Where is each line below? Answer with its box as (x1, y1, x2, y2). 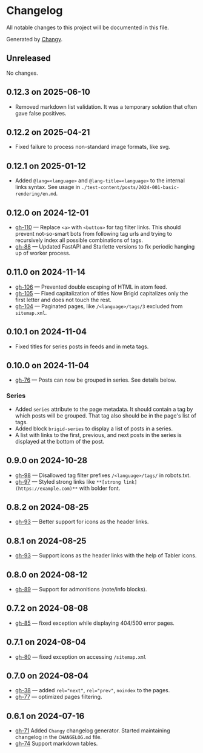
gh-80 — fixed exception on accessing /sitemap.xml (15, 653, 147, 660)
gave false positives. (15, 109, 67, 117)
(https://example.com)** (15, 486, 78, 492)
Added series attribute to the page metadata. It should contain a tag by (15, 405, 193, 413)
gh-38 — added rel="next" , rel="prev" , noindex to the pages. (15, 687, 170, 694)
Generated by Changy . (6, 35, 62, 43)
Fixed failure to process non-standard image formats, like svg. (15, 143, 171, 151)
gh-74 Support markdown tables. (15, 740, 98, 748)
